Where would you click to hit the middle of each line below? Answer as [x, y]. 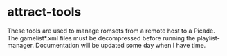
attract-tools [44, 12]
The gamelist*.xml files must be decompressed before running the [101, 38]
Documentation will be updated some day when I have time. [121, 45]
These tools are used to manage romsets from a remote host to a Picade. [111, 31]
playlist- [208, 38]
